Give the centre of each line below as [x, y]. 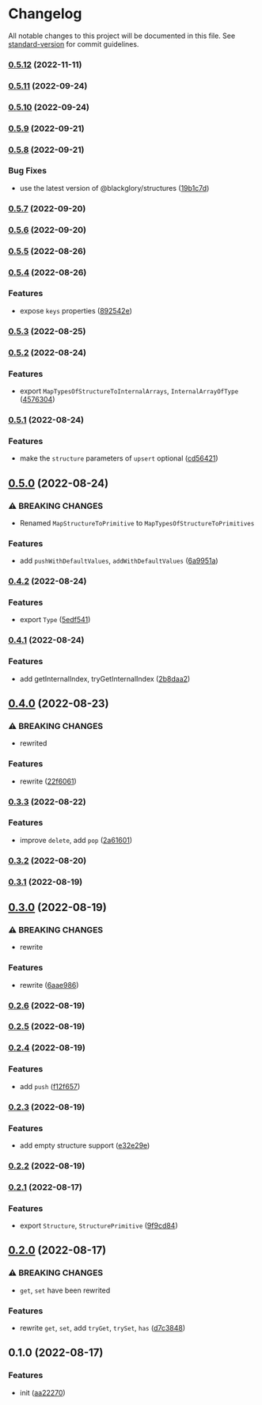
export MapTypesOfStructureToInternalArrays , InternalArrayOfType [129, 391]
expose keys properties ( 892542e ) [76, 310]
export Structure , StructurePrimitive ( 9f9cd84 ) [99, 1226]
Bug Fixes [28, 171]
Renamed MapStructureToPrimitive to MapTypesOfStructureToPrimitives [137, 522]
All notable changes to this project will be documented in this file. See [122, 36]
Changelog [45, 14]
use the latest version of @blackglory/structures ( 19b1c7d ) [114, 188]
